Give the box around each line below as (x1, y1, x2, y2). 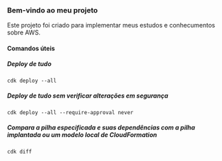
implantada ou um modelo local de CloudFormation (7, 131, 157, 139)
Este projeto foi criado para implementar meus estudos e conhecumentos (7, 21, 215, 30)
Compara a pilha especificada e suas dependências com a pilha (7, 123, 196, 132)
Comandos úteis (7, 44, 55, 52)
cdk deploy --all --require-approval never (7, 109, 134, 116)
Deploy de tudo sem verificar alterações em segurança (7, 92, 168, 100)
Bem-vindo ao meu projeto (7, 6, 98, 15)
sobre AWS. (7, 28, 41, 36)
